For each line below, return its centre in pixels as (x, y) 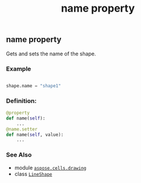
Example (19, 69)
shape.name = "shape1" (34, 86)
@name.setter (22, 129)
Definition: (21, 101)
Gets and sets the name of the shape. (51, 54)
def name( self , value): (35, 135)
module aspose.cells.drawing (50, 167)
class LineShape (33, 174)
